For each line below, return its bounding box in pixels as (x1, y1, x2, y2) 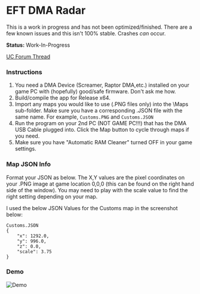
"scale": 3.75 (17, 248, 52, 254)
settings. (14, 145, 37, 153)
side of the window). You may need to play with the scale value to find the (6, 186, 188, 193)
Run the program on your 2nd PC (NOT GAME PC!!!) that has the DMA (14, 120, 187, 127)
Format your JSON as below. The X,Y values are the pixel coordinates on (6, 174, 185, 181)
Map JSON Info (6, 160, 51, 168)
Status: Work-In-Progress (6, 41, 70, 49)
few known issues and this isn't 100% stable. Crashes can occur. (6, 29, 166, 37)
